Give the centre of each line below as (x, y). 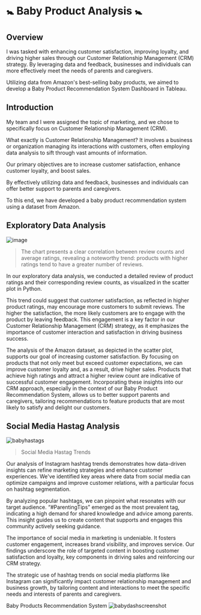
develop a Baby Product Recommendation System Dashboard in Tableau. (97, 89)
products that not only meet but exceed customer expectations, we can (94, 363)
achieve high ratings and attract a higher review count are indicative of (94, 375)
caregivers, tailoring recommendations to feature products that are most (95, 401)
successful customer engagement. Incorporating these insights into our (95, 382)
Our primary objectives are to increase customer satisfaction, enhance (93, 164)
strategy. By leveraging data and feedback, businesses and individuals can (99, 64)
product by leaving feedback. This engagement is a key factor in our (91, 319)
